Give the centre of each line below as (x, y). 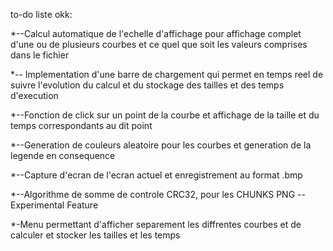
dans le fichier (40, 55)
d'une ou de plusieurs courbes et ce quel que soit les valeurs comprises (159, 44)
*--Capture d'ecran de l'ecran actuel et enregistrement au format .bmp (156, 175)
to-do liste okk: (41, 14)
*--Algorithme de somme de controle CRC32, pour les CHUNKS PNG (153, 194)
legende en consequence (63, 155)
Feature (82, 205)
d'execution (34, 95)
